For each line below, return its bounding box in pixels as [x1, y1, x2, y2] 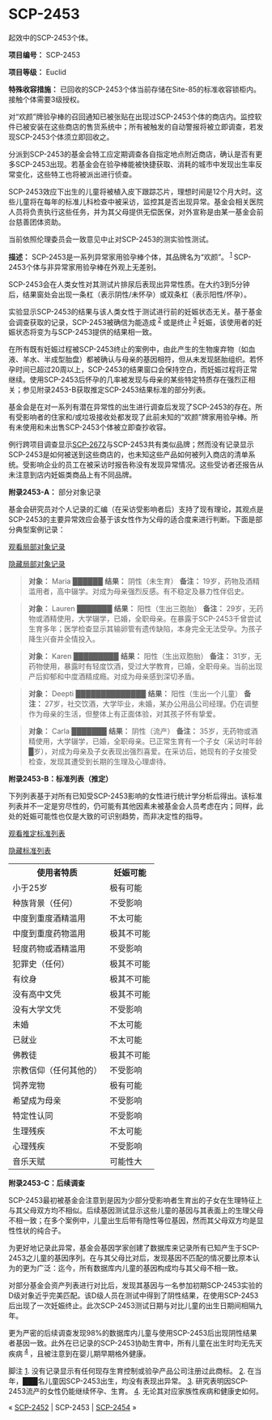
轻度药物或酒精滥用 [12, 943, 87, 955]
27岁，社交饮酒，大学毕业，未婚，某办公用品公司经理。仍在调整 [44, 699, 259, 709]
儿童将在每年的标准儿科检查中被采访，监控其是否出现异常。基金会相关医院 [15, 196, 264, 207]
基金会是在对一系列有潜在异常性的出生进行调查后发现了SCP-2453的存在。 [8, 402, 256, 412]
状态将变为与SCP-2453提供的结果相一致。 [15, 327, 156, 337]
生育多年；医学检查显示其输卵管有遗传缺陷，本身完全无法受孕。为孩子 [28, 624, 263, 634]
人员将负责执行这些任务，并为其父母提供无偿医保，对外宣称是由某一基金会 [8, 207, 257, 216]
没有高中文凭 [12, 989, 62, 1000]
